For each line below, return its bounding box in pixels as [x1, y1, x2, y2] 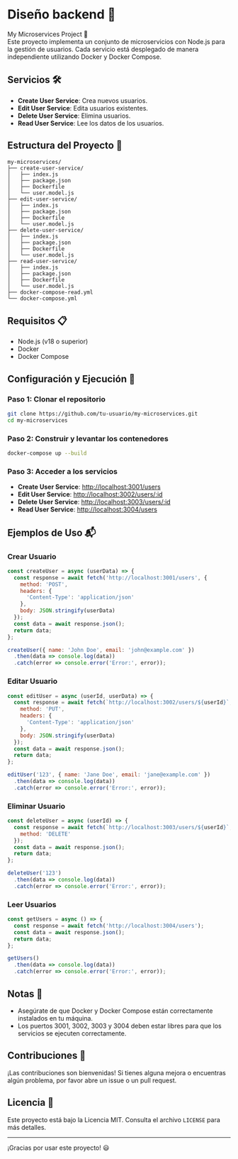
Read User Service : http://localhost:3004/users [17, 505, 158, 514]
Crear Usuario [7, 551, 57, 561]
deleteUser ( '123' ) [7, 870, 62, 877]
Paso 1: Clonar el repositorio [7, 394, 106, 404]
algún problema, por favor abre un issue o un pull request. [7, 1076, 177, 1085]
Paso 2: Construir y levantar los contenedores [7, 433, 169, 443]
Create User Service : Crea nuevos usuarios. [17, 96, 147, 105]
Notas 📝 [7, 987, 43, 999]
